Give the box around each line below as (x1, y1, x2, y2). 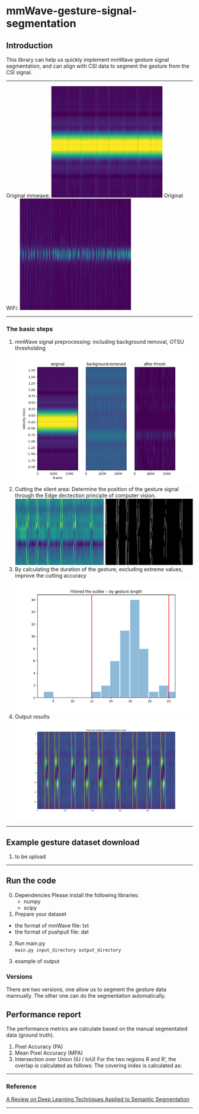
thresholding (14, 344, 46, 352)
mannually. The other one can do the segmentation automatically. (6, 992, 166, 999)
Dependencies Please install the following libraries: (14, 891, 139, 898)
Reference (6, 1082, 37, 1090)
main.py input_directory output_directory (14, 947, 121, 953)
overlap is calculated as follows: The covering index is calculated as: (14, 1062, 182, 1069)
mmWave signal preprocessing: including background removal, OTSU (14, 338, 185, 346)
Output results (14, 713, 50, 720)
